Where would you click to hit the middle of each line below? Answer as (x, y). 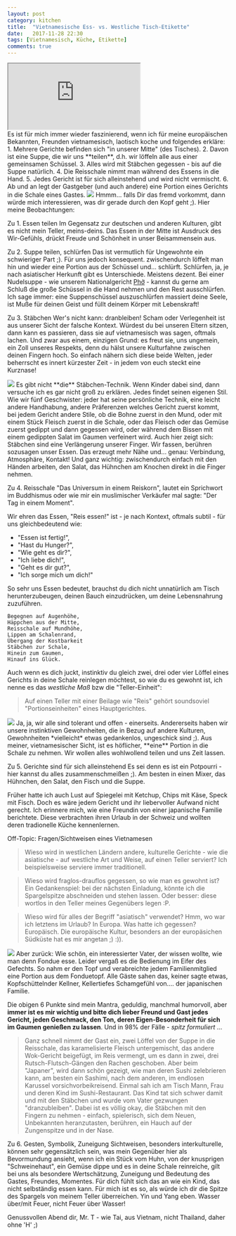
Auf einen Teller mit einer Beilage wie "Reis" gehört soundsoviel (117, 701)
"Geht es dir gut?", (44, 567)
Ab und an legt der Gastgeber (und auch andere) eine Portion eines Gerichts (118, 186)
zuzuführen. (25, 603)
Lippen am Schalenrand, (42, 635)
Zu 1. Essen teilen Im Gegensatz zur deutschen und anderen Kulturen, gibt (114, 223)
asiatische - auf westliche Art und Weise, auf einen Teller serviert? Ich (126, 860)
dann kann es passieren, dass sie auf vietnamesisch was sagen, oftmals (112, 333)
